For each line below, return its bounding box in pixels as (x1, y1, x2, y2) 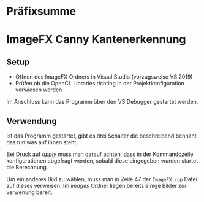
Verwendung (6, 115, 57, 126)
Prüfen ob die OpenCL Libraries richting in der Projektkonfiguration (15, 80, 185, 87)
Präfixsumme (6, 4, 77, 18)
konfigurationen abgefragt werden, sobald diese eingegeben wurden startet (6, 157, 198, 164)
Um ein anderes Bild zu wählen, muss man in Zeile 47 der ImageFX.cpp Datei (6, 176, 198, 182)
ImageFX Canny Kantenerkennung (6, 33, 186, 47)
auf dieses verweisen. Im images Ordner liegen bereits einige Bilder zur (6, 182, 187, 189)
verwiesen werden (15, 86, 62, 93)
